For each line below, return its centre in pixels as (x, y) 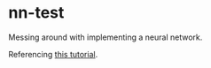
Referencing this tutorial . (53, 54)
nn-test (36, 13)
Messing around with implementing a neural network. (105, 37)
